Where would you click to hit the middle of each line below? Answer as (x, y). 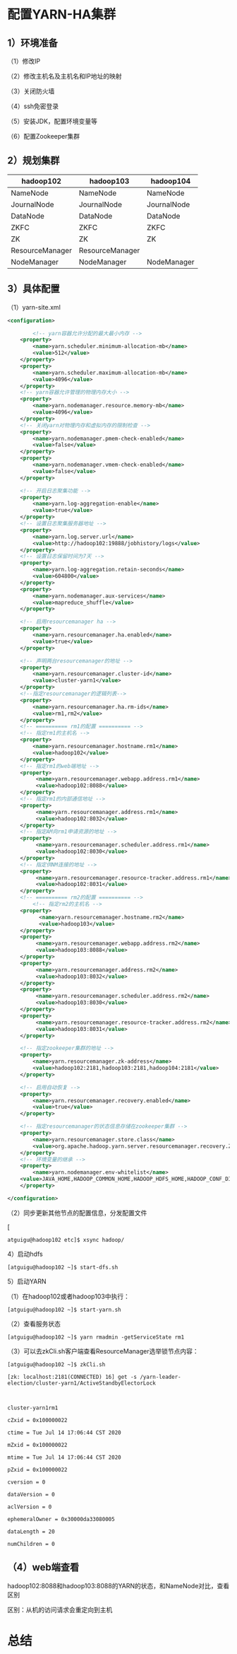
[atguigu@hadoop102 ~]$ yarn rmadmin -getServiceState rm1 (96, 1337)
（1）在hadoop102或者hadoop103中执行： (69, 1296)
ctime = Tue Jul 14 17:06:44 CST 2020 (64, 1433)
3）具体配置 (34, 289)
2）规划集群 (34, 161)
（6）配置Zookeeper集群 (43, 136)
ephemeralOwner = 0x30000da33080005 (61, 1519)
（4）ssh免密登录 (33, 106)
